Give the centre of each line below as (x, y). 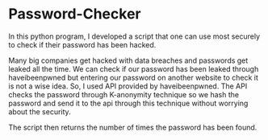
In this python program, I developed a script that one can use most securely (134, 36)
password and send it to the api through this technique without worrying (128, 103)
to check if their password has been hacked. (82, 44)
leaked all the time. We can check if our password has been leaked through (134, 68)
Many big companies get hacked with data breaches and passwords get (128, 60)
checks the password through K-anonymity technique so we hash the (124, 94)
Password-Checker (75, 14)
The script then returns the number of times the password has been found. (133, 127)
